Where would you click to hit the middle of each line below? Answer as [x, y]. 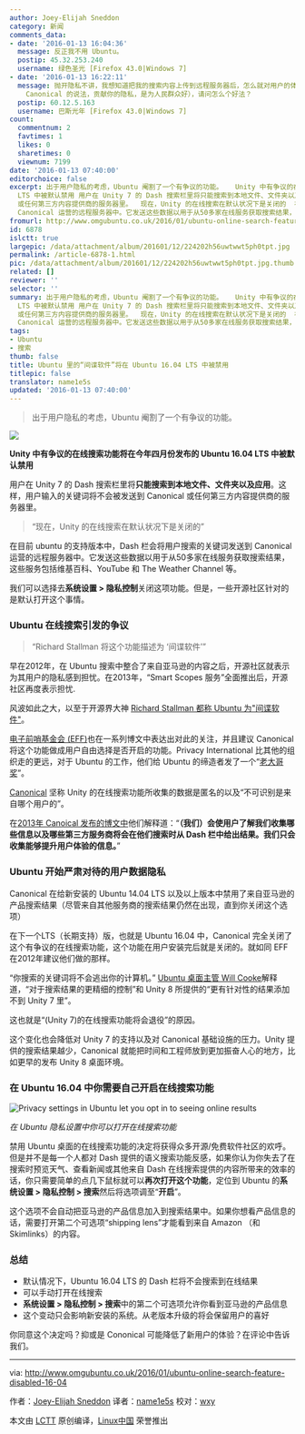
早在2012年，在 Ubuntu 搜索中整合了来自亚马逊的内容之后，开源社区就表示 [150, 666]
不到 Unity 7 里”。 [43, 1000]
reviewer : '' [34, 280]
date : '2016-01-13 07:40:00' [64, 170]
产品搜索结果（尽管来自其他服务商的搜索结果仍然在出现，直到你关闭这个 [144, 905]
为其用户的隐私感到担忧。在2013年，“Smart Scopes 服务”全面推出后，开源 [149, 677]
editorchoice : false [49, 178]
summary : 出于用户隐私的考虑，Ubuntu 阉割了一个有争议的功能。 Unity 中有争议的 [152, 297]
